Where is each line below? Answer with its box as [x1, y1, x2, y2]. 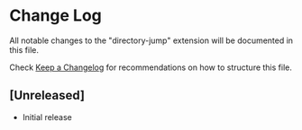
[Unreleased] [9, 88, 86, 103]
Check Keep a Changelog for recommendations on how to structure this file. [9, 62, 293, 73]
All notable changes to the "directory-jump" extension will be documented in [9, 35, 294, 46]
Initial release [22, 111, 72, 122]
